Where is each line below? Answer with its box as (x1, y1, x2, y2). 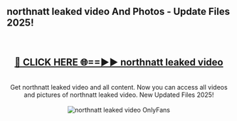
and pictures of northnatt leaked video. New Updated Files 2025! (23, 90, 214, 99)
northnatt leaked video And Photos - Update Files (6, 6, 231, 18)
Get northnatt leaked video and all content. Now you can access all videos (9, 83, 228, 91)
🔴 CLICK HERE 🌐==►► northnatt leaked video (14, 56, 223, 68)
